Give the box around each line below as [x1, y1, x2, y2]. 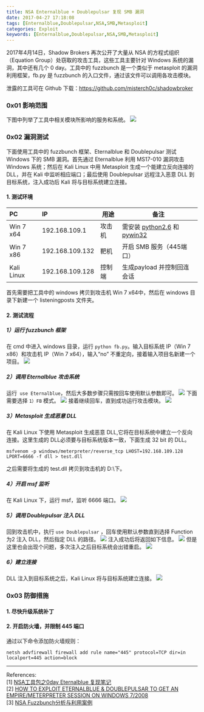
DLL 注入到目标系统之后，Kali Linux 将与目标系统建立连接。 [6, 575, 155, 582]
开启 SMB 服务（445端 [121, 242, 187, 251]
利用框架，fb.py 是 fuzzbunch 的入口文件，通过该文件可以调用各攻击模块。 [6, 72, 194, 79]
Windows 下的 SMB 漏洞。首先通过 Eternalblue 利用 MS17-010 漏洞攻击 [6, 156, 185, 163]
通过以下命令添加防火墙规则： [6, 637, 81, 645]
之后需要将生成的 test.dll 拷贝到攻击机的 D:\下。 [6, 465, 126, 473]
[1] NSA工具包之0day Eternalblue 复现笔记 [6, 679, 112, 686]
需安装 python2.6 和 [121, 222, 180, 231]
